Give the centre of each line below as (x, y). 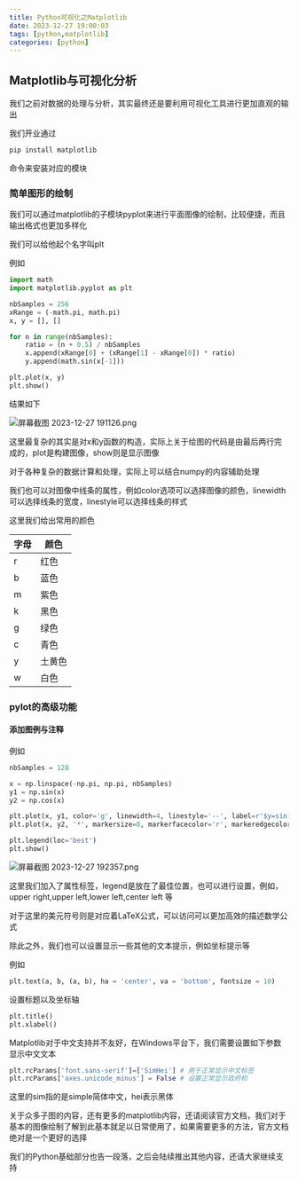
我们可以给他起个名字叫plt (57, 244)
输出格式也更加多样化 (48, 225)
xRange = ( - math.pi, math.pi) (65, 312)
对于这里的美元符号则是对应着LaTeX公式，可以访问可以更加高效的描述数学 (145, 916)
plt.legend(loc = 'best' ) (53, 841)
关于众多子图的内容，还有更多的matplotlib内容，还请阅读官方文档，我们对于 (148, 1115)
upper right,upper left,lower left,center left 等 (91, 896)
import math (31, 280)
